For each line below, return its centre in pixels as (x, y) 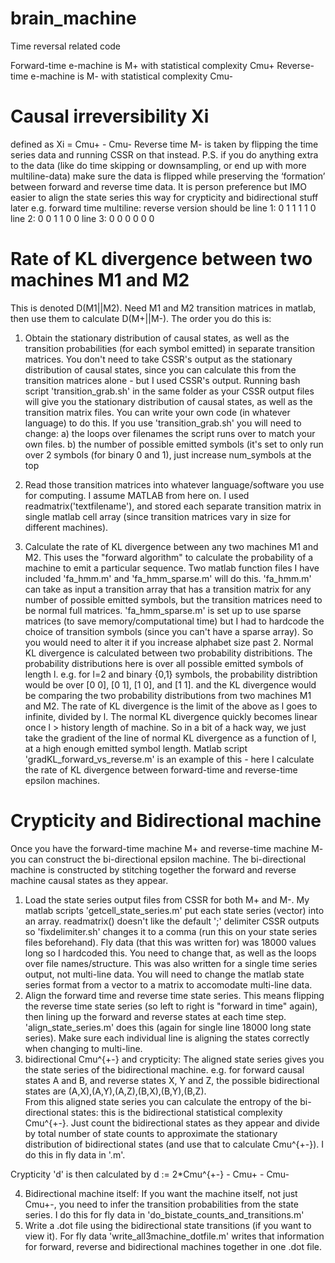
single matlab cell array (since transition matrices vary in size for (158, 516)
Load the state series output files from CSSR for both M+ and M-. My (167, 899)
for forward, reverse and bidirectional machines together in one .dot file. (173, 1246)
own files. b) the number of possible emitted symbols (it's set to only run (174, 444)
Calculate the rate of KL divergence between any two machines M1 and (171, 546)
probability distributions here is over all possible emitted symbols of (164, 663)
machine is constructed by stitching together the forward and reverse (153, 869)
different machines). (66, 527)
